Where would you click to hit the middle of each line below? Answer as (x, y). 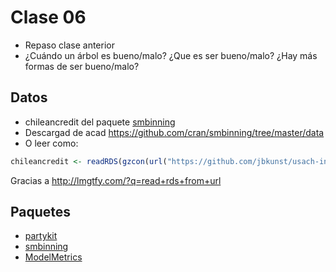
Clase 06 (48, 17)
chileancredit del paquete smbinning (100, 122)
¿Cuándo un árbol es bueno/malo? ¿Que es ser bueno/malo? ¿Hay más (171, 55)
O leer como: (51, 143)
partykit (41, 236)
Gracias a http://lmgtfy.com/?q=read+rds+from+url (116, 180)
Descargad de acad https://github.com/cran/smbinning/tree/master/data (174, 132)
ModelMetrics (53, 257)
